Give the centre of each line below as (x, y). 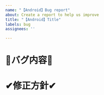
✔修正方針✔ (31, 86)
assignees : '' (20, 29)
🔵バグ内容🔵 (29, 61)
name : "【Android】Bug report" (38, 10)
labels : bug (18, 24)
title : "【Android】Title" (33, 19)
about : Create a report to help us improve (52, 15)
